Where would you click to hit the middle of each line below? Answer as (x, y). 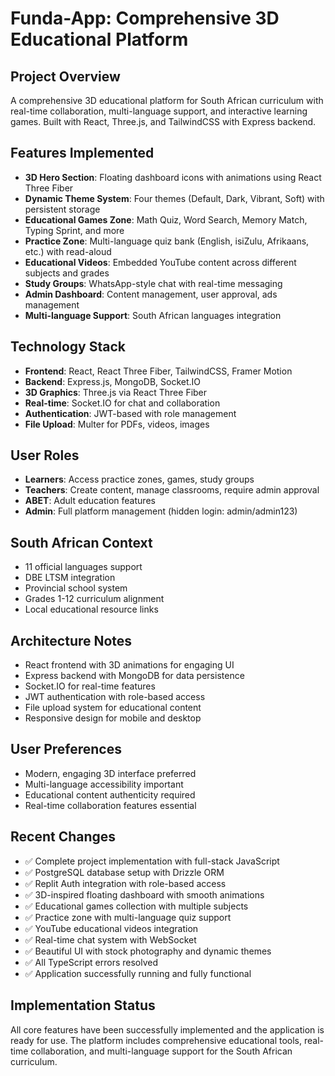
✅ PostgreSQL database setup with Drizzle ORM (124, 872)
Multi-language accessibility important (104, 784)
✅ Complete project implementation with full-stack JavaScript (152, 861)
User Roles (45, 455)
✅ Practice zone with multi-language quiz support (128, 917)
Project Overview (65, 76)
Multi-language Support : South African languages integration (153, 315)
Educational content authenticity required (110, 794)
